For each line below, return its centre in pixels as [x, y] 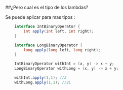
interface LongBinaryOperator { [48, 45]
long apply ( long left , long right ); [62, 50]
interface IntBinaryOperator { [47, 26]
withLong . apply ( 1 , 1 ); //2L [43, 82]
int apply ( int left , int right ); [59, 31]
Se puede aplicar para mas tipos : [40, 17]
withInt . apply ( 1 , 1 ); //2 [40, 78]
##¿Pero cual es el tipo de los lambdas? [47, 7]
